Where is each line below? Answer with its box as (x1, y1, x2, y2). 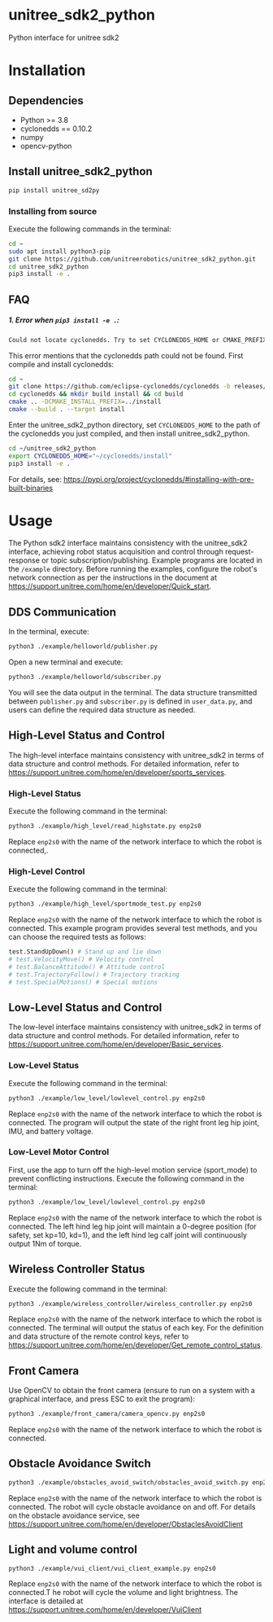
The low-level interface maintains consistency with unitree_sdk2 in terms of (8, 1022, 262, 1032)
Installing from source (8, 205, 97, 217)
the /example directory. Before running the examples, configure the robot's (8, 564, 258, 574)
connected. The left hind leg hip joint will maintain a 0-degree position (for (8, 1221, 258, 1231)
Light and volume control (8, 1543, 138, 1557)
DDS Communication (8, 605, 116, 619)
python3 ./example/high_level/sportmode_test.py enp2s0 (8, 900, 201, 909)
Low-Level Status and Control (8, 1000, 162, 1015)
